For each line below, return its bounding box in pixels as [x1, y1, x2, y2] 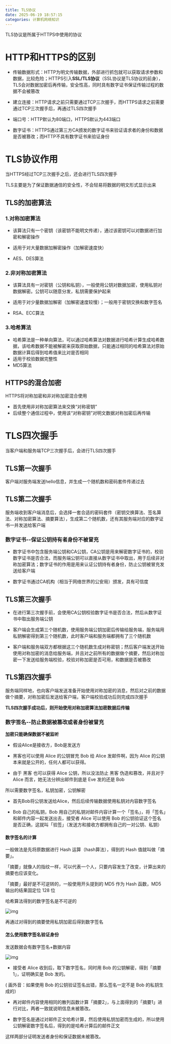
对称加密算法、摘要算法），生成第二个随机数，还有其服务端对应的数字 [14, 515, 159, 521]
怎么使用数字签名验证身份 [5, 931, 59, 937]
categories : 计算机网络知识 [5, 17, 60, 22]
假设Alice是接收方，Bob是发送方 [12, 742, 81, 748]
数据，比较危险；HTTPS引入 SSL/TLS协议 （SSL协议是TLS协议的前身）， [12, 75, 163, 82]
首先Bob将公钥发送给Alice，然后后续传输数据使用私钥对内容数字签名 [12, 798, 157, 804]
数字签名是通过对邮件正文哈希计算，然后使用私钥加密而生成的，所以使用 [12, 1016, 164, 1022]
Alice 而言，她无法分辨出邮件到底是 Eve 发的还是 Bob [12, 776, 125, 782]
